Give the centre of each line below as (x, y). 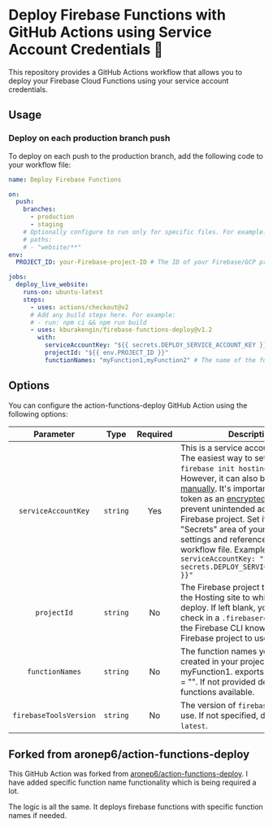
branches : (40, 209)
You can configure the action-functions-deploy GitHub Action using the (128, 405)
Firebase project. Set (220, 519)
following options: (38, 413)
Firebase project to (216, 638)
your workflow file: (40, 164)
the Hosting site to (215, 597)
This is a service (211, 448)
